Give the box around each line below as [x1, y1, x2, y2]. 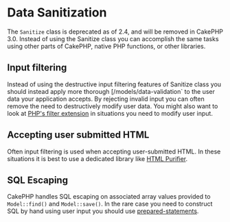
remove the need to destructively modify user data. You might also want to [7, 101, 218, 110]
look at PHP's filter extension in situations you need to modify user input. [7, 109, 213, 117]
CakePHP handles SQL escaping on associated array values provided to [7, 193, 211, 201]
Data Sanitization [7, 5, 107, 21]
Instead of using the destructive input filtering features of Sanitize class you [7, 80, 222, 88]
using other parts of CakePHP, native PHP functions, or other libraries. [7, 42, 206, 50]
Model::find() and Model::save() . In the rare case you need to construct [7, 200, 213, 208]
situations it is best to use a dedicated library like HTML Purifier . [7, 154, 188, 162]
